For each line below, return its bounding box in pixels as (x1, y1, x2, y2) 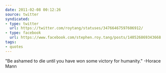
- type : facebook (5, 30, 41, 35)
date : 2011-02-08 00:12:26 (5, 7, 61, 12)
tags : (5, 40, 16, 45)
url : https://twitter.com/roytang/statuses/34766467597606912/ (9, 26, 143, 31)
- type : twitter (5, 21, 39, 26)
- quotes (5, 44, 23, 49)
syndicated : (5, 16, 30, 21)
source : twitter (5, 12, 39, 17)
